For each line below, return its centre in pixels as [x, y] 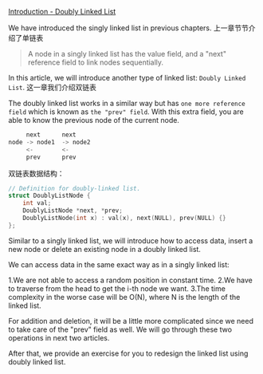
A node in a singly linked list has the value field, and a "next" [127, 54]
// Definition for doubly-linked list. [75, 188]
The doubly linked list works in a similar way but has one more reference [127, 103]
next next [51, 135]
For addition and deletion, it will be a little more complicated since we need [131, 321]
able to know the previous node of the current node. [94, 120]
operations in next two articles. [59, 337]
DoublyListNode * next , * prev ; [73, 211]
